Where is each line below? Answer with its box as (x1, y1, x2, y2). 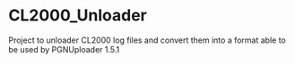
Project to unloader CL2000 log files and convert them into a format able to (8, 35, 286, 45)
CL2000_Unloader (8, 5, 147, 26)
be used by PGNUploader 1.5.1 (8, 44, 120, 54)
